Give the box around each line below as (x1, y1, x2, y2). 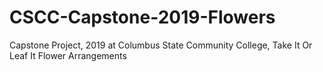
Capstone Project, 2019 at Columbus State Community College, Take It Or (9, 39, 313, 51)
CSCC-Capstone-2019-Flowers (9, 6, 276, 29)
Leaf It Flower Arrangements (9, 49, 127, 61)
